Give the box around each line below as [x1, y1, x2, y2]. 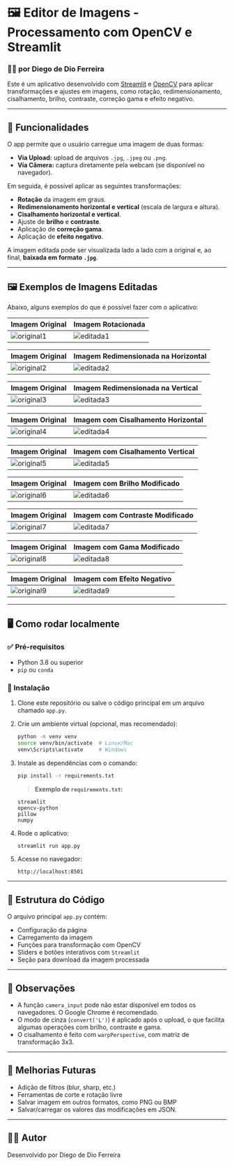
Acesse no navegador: [17, 855, 82, 863]
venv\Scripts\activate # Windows [17, 746, 127, 753]
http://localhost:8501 [17, 868, 84, 875]
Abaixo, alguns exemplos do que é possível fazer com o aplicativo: [7, 303, 198, 312]
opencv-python [17, 804, 58, 812]
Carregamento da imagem [17, 933, 93, 941]
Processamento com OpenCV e [7, 24, 193, 40]
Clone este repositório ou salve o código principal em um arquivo [17, 699, 205, 707]
